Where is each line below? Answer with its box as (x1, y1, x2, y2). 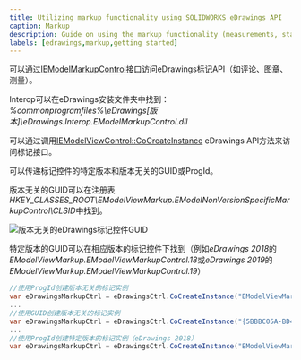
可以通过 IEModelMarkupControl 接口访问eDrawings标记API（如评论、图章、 (9, 64, 288, 74)
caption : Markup (9, 21, 70, 30)
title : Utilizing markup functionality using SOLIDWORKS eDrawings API (9, 13, 282, 22)
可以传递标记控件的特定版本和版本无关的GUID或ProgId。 (9, 166, 219, 176)
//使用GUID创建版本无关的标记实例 (9, 308, 121, 318)
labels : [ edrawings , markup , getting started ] (9, 38, 178, 47)
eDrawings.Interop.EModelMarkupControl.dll (22, 116, 188, 127)
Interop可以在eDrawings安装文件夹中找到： (9, 94, 170, 105)
